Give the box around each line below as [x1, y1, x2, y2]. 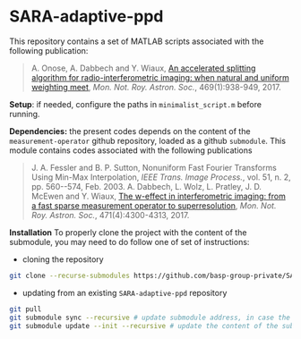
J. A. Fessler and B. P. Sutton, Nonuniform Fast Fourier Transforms [30, 162, 278, 173]
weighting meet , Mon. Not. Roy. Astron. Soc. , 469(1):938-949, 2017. [30, 81, 282, 92]
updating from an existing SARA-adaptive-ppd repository [21, 287, 228, 298]
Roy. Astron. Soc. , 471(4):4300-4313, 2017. [30, 209, 190, 220]
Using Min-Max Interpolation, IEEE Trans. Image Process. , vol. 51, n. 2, [30, 172, 291, 182]
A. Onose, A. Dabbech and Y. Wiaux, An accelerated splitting [30, 63, 256, 73]
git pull [9, 304, 42, 314]
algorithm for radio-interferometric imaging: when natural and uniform [30, 72, 289, 82]
